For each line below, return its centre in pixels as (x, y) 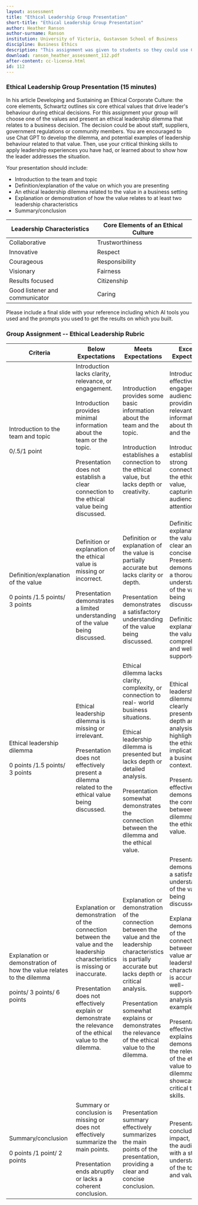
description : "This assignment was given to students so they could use (97, 50)
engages (181, 388)
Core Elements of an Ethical (143, 225)
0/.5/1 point (26, 451)
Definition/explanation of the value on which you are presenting (92, 185)
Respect (108, 252)
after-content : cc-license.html (46, 61)
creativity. (136, 491)
